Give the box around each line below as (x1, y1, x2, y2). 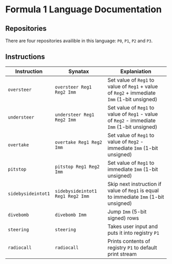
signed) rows (107, 214, 139, 221)
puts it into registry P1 (107, 229, 160, 236)
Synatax (68, 68, 90, 75)
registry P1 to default (107, 244, 157, 251)
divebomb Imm (54, 212, 87, 218)
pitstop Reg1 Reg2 (54, 163, 100, 169)
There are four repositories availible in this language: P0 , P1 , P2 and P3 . (5, 37, 153, 44)
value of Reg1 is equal (107, 186, 159, 194)
